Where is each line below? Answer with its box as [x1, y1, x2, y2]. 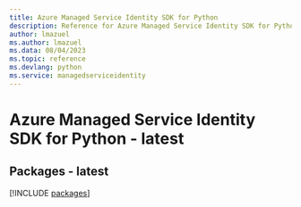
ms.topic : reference [9, 54, 87, 63]
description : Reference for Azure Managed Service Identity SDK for [9, 21, 271, 30]
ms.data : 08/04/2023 [9, 46, 87, 55]
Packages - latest [9, 164, 109, 179]
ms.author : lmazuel [9, 37, 82, 47]
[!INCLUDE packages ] [9, 187, 90, 198]
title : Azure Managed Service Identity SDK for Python [9, 12, 219, 22]
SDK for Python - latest [9, 128, 185, 148]
